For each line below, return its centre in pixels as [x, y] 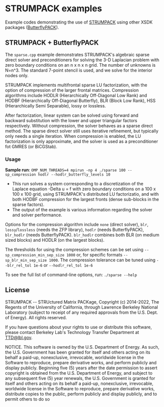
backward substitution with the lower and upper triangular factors [71, 120]
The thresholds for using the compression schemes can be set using [74, 250]
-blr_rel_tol [18, 266]
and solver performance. [37, 215]
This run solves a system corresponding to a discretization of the [78, 184]
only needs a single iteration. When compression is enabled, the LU [73, 136]
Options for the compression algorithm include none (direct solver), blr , [77, 225]
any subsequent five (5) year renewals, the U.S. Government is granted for [80, 378]
